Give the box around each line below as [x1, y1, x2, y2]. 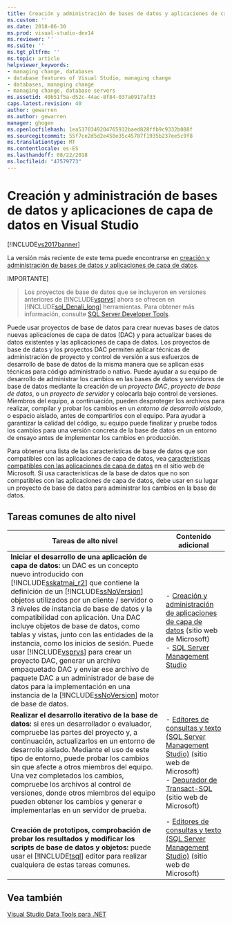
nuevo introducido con [10, 569, 84, 578]
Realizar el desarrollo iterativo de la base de [10, 710, 159, 720]
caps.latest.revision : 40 [7, 100, 81, 107]
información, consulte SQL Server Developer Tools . [23, 309, 171, 318]
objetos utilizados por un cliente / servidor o [10, 595, 153, 605]
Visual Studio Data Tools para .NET [7, 910, 107, 919]
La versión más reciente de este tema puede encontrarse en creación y [7, 253, 211, 262]
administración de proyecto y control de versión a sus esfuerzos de [7, 352, 199, 360]
